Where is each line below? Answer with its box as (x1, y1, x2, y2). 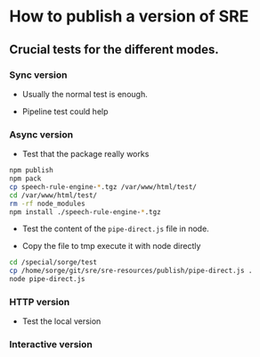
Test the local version (21, 316, 102, 327)
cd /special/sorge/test (9, 258, 98, 267)
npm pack (9, 174, 42, 184)
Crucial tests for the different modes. (9, 42, 220, 57)
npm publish (9, 166, 53, 175)
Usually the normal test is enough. (21, 88, 149, 99)
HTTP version (9, 295, 70, 308)
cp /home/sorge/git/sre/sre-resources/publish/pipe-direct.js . (9, 266, 253, 276)
